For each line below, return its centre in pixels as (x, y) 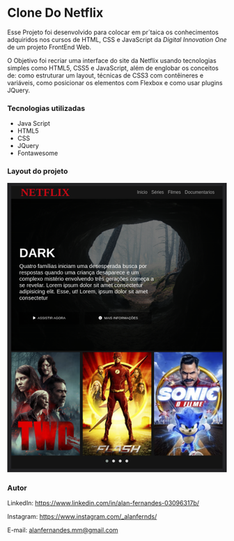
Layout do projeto (38, 171)
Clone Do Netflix (55, 13)
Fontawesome (38, 153)
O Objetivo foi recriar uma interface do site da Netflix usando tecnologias (112, 60)
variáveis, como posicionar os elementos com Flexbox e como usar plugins (115, 82)
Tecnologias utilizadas (46, 108)
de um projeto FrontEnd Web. (49, 47)
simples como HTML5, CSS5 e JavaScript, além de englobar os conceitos (113, 68)
